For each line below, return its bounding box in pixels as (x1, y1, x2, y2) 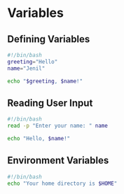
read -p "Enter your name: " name (7, 122, 109, 130)
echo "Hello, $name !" (7, 135, 71, 143)
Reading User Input (7, 97, 93, 109)
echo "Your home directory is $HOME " (7, 180, 118, 187)
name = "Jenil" (7, 65, 46, 72)
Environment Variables (7, 154, 109, 166)
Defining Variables (7, 33, 90, 45)
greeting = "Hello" (7, 58, 58, 65)
